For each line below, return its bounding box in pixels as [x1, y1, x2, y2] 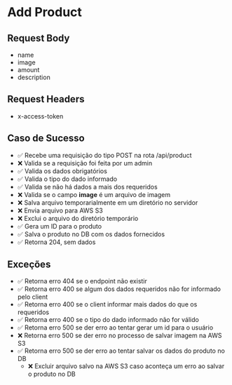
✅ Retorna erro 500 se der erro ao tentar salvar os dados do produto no [17, 346, 226, 355]
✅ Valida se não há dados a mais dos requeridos [17, 182, 158, 191]
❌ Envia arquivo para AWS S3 [17, 206, 103, 215]
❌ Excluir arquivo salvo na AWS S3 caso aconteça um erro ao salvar [27, 362, 225, 370]
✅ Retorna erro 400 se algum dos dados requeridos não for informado [17, 285, 221, 293]
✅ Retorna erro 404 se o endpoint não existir [17, 277, 147, 285]
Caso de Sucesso [7, 133, 86, 144]
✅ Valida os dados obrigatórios [17, 166, 107, 175]
